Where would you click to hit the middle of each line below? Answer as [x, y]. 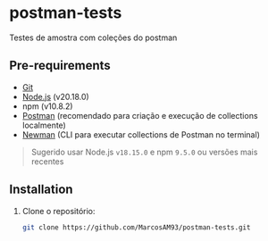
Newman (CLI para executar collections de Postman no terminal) [141, 134]
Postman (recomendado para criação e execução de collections [140, 115]
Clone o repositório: [59, 211]
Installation [41, 190]
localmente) [44, 125]
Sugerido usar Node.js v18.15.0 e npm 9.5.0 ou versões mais [144, 152]
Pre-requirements [60, 66]
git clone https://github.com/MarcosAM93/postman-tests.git [136, 227]
